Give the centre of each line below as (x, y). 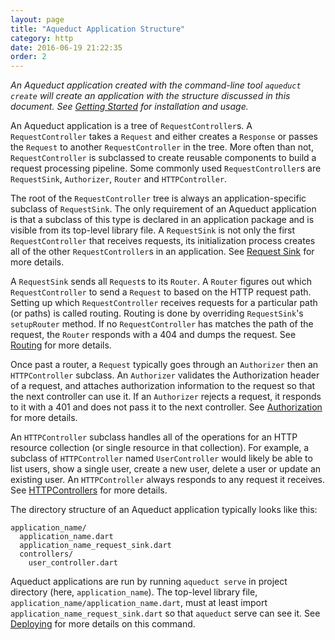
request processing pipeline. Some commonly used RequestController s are (166, 168)
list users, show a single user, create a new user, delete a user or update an (166, 469)
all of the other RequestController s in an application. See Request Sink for (162, 252)
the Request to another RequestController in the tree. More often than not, (162, 147)
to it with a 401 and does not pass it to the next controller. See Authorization (166, 407)
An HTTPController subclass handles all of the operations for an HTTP (154, 437)
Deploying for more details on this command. (103, 624)
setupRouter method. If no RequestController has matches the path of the (162, 324)
